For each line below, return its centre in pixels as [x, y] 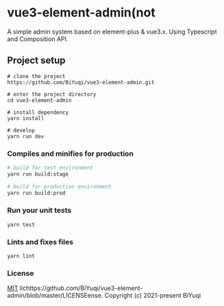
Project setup [37, 61]
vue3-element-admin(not [81, 13]
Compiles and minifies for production [70, 154]
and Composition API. [38, 38]
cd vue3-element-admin [39, 100]
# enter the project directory [52, 94]
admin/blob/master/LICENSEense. [55, 296]
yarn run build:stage [38, 174]
